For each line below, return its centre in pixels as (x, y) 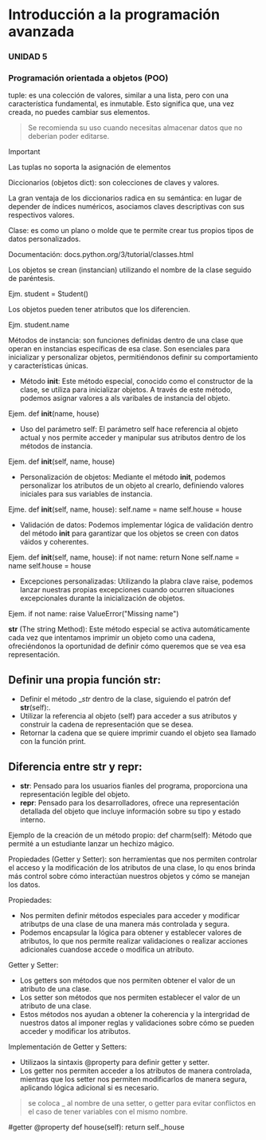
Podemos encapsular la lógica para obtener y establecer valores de (131, 932)
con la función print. (53, 742)
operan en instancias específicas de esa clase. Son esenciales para (119, 349)
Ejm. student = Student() (49, 294)
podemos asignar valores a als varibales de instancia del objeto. (125, 398)
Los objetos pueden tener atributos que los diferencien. (100, 310)
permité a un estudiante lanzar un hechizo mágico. (92, 844)
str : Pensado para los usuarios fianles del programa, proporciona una (134, 786)
